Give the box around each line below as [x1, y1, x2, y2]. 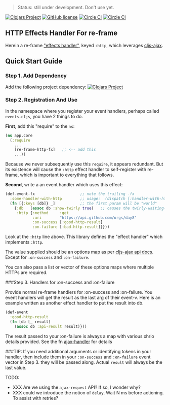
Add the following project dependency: [5, 84, 87, 90]
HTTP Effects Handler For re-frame [5, 29, 118, 38]
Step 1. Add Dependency [5, 72, 67, 79]
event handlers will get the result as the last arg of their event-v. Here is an [5, 294, 161, 301]
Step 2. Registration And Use [5, 96, 77, 104]
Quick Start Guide [5, 57, 63, 65]
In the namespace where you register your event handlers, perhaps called [5, 108, 159, 114]
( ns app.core [5, 133, 33, 138]
